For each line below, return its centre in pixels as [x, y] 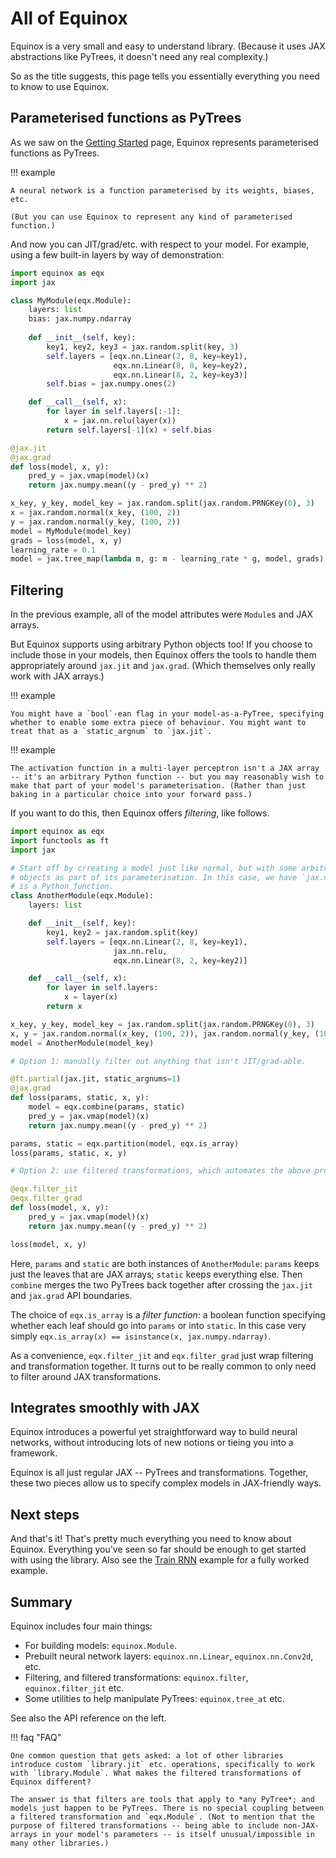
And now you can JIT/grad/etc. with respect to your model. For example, [160, 244]
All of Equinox [69, 18]
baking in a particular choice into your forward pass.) [131, 795]
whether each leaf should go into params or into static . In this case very [158, 1325]
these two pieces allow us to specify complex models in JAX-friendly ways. [166, 1483]
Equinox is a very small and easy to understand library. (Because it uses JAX [168, 46]
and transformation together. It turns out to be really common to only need [163, 1366]
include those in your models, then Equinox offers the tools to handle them [163, 655]
